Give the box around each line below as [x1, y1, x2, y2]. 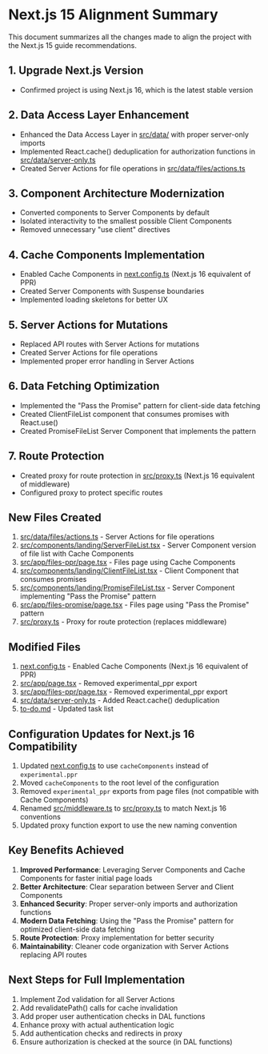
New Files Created [8, 511, 102, 525]
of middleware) [19, 479, 70, 489]
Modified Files [8, 640, 82, 654]
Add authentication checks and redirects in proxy [19, 1028, 182, 1038]
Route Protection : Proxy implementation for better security [19, 932, 214, 942]
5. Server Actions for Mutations [8, 318, 168, 331]
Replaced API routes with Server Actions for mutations [19, 339, 200, 349]
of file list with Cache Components [19, 549, 134, 559]
